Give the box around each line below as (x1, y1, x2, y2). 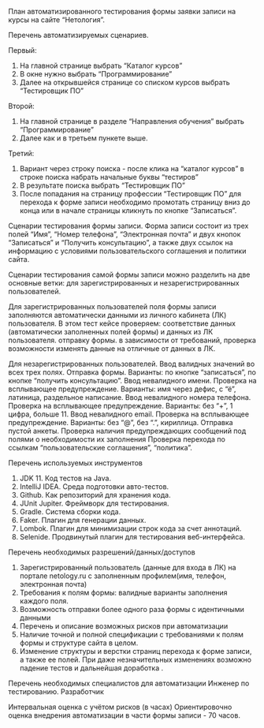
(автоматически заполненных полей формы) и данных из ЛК (8, 327, 214, 336)
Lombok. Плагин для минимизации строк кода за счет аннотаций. (19, 524, 242, 533)
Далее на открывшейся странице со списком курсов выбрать (19, 78, 230, 87)
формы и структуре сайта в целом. (19, 638, 139, 648)
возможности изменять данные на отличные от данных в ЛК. (8, 344, 216, 353)
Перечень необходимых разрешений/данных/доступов (8, 547, 195, 557)
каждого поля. (19, 596, 69, 606)
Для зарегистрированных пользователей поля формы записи (8, 302, 217, 311)
